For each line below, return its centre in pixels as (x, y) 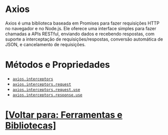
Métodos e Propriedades (58, 65)
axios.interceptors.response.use (47, 95)
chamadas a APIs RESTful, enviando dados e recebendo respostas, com (80, 34)
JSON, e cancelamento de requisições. (46, 44)
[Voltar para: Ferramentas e (64, 115)
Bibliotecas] (31, 126)
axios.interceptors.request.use (46, 90)
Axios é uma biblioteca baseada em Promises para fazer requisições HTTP (82, 23)
